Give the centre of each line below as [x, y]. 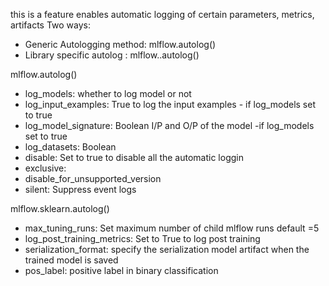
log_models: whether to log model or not [108, 93]
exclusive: [45, 168]
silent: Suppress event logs [80, 189]
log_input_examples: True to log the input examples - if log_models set [170, 104]
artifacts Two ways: [51, 25]
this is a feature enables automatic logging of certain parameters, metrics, [162, 14]
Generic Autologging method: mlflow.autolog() [120, 44]
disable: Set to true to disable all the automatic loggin [134, 157]
